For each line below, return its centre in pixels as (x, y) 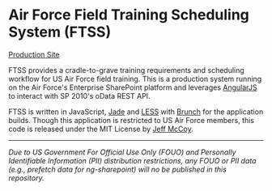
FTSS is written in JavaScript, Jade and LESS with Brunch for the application (136, 112)
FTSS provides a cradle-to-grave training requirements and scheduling (126, 70)
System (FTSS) (60, 32)
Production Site (34, 54)
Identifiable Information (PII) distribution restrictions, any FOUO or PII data (132, 160)
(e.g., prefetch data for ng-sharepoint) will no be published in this (117, 169)
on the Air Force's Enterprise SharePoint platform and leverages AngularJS (133, 87)
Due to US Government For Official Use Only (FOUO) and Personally (122, 152)
